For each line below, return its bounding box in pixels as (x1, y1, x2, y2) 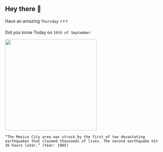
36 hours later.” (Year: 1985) (5, 143, 69, 148)
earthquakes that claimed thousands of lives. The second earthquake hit (5, 138, 159, 144)
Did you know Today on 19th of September (5, 29, 91, 35)
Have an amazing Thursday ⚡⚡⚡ (5, 18, 68, 24)
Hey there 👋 (5, 5, 41, 13)
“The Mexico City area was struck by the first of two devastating (5, 134, 145, 139)
